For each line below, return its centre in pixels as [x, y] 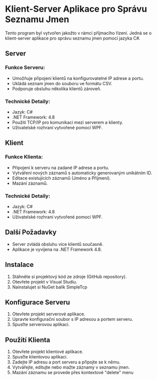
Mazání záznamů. [30, 183]
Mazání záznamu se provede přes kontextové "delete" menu [73, 373]
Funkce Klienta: [24, 157]
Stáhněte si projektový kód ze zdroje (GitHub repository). [69, 276]
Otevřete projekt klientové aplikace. [48, 352]
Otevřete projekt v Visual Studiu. [45, 282]
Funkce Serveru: [25, 68]
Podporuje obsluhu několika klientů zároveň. [57, 89]
